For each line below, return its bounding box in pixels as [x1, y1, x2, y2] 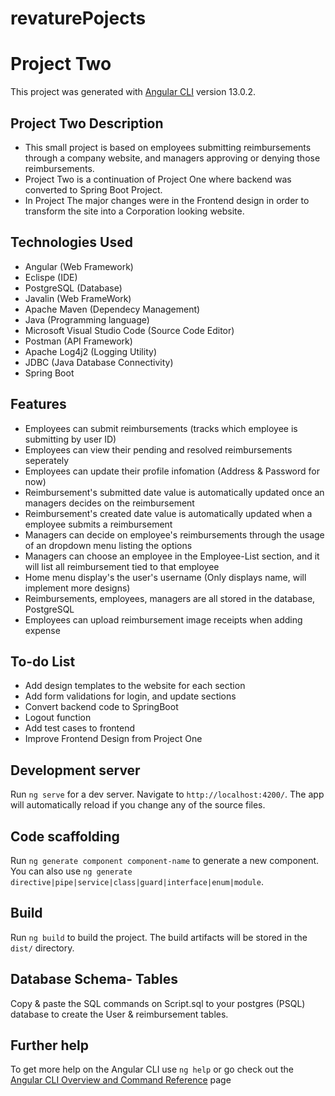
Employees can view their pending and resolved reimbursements [24, 443, 293, 456]
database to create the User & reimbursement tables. [10, 1008, 229, 1020]
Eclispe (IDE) [24, 271, 78, 283]
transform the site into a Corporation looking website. [24, 205, 245, 217]
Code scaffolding [10, 828, 120, 845]
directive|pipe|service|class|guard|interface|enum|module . [10, 876, 264, 887]
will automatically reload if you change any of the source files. [10, 799, 266, 811]
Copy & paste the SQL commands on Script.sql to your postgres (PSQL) [10, 997, 306, 1009]
